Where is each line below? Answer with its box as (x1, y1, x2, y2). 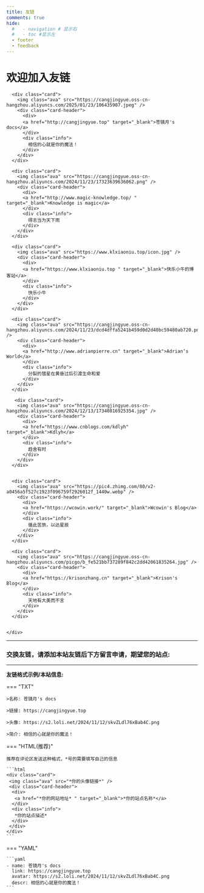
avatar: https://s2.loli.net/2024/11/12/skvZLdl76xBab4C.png (12, 874, 170, 880)
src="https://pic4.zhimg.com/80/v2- (63, 483, 156, 489)
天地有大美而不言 (28, 597, 65, 604)
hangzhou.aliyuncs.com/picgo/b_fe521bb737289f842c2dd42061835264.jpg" (6, 559, 189, 565)
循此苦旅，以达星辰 (28, 522, 69, 528)
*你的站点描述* (14, 813, 47, 819)
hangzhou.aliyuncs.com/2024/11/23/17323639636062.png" (6, 179, 148, 185)
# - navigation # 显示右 (12, 26, 78, 32)
